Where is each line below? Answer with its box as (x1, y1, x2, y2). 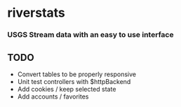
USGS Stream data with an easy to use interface (7, 30, 174, 40)
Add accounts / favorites (17, 92, 89, 101)
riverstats (7, 5, 65, 21)
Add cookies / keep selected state (17, 85, 116, 93)
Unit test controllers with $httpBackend (17, 77, 131, 85)
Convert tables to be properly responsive (17, 70, 137, 78)
